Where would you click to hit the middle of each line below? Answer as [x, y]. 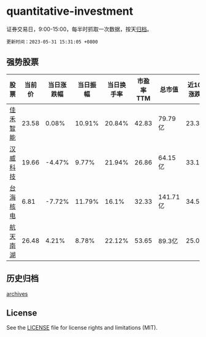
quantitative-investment [70, 11]
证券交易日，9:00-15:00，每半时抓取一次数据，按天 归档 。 [79, 29]
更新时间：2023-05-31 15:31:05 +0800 [52, 42]
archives [17, 293]
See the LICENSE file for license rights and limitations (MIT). [82, 328]
